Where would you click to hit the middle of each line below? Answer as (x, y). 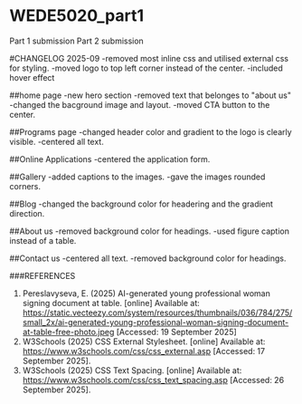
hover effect (32, 77)
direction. (27, 213)
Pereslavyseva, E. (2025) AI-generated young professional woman (146, 293)
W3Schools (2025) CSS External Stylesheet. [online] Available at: (144, 341)
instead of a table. (43, 240)
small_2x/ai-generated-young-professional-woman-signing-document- (156, 322)
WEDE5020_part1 (77, 16)
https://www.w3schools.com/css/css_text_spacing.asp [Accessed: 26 (153, 380)
